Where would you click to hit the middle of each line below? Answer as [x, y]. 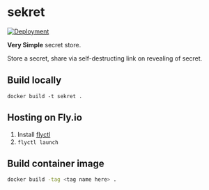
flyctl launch [38, 142]
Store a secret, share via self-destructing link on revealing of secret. [105, 58]
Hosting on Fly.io [45, 118]
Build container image [56, 163]
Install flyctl [34, 134]
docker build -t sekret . [45, 96]
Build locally [34, 80]
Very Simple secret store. [44, 45]
